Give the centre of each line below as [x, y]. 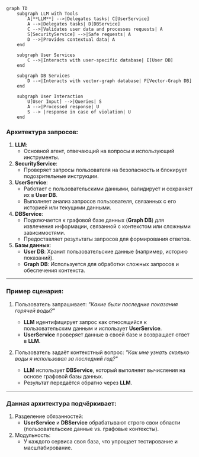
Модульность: [33, 435]
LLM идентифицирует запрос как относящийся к [85, 322]
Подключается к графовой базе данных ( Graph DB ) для [94, 220]
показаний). [39, 258]
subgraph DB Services [43, 76]
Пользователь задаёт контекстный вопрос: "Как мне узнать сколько [102, 352]
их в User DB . [41, 195]
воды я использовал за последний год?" [66, 358]
